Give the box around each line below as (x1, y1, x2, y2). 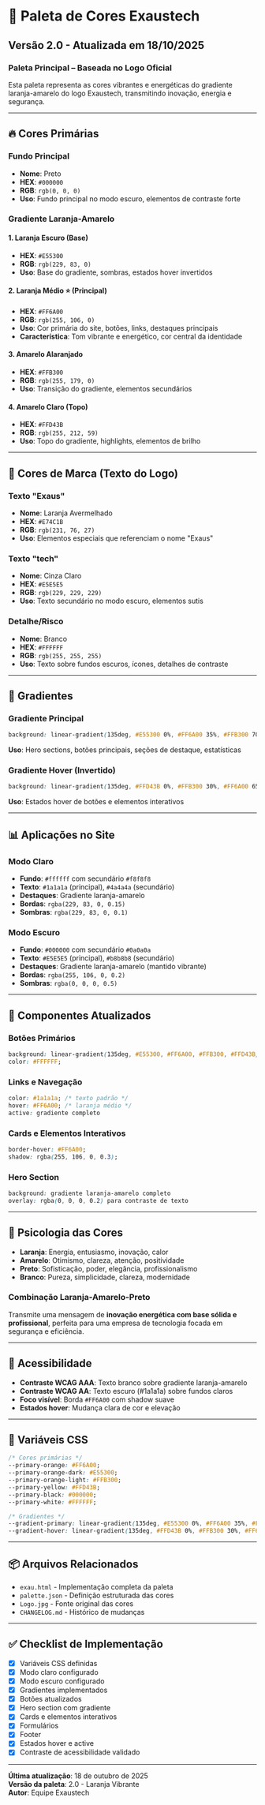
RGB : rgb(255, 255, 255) (19, 650, 103, 660)
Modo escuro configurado (19, 1676, 105, 1686)
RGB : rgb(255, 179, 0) (19, 376, 95, 385)
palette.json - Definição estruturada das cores (19, 1590, 174, 1601)
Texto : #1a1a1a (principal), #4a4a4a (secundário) (19, 882, 175, 891)
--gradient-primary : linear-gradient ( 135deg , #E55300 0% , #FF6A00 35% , (8, 1519, 248, 1528)
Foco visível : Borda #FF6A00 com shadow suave (19, 1395, 175, 1404)
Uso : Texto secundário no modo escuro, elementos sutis (19, 596, 203, 606)
